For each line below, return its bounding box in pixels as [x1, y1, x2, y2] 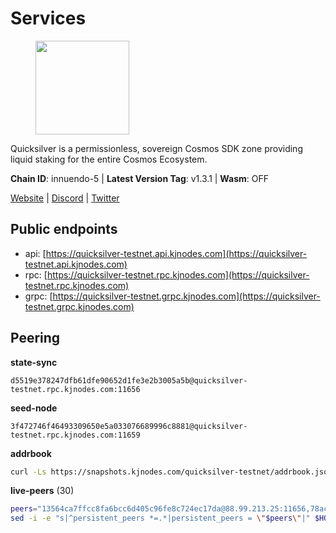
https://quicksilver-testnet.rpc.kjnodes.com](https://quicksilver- [46, 268, 310, 281]
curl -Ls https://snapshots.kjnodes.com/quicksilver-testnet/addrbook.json [10, 467, 333, 477]
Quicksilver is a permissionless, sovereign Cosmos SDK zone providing [10, 142, 303, 154]
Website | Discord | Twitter [10, 192, 120, 204]
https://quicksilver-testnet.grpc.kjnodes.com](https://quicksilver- [52, 290, 321, 302]
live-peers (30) [10, 485, 75, 497]
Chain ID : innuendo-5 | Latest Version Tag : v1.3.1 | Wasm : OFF [10, 172, 270, 184]
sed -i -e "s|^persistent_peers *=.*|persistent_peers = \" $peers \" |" [10, 513, 311, 524]
